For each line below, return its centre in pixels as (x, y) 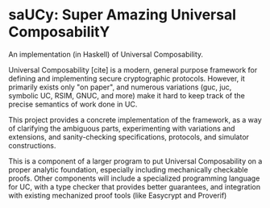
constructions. (32, 145)
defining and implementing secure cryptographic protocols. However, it (127, 78)
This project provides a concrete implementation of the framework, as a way (135, 119)
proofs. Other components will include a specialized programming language (134, 178)
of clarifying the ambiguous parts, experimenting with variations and (122, 128)
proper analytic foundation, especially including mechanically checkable (128, 169)
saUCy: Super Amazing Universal (122, 15)
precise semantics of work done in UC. (73, 104)
